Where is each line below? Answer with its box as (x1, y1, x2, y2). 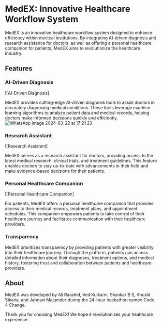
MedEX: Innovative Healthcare (5, 3, 131, 15)
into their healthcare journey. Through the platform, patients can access (5, 249, 148, 255)
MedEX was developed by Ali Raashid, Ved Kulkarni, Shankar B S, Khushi (5, 292, 151, 298)
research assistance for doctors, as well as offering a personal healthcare (5, 40, 152, 46)
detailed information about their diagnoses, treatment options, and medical (5, 255, 154, 261)
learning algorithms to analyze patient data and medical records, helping (5, 110, 149, 115)
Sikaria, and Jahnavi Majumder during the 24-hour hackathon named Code (5, 297, 155, 303)
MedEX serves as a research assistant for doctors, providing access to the (5, 152, 154, 158)
